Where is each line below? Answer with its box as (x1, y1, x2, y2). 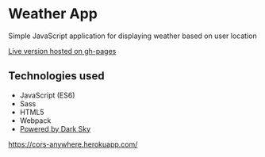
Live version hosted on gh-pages (8, 46, 117, 56)
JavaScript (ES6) (19, 90, 75, 100)
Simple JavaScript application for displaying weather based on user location (8, 31, 257, 40)
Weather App (8, 5, 98, 23)
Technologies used (8, 69, 105, 83)
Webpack (19, 116, 52, 125)
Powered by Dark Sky (19, 124, 91, 133)
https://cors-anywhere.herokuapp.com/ (8, 140, 138, 149)
